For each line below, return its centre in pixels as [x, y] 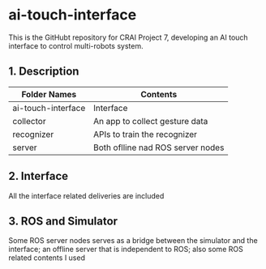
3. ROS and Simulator [63, 221]
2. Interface [39, 176]
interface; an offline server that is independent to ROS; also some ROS [126, 250]
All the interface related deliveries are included [86, 195]
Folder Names [49, 94]
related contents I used [47, 258]
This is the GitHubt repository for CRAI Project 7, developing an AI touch [129, 37]
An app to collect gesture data [150, 121]
